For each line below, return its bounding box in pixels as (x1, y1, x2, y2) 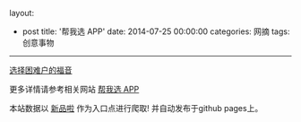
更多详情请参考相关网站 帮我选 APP (9, 84, 140, 94)
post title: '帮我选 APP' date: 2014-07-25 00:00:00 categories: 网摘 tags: (21, 26, 290, 37)
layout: (9, 8, 34, 18)
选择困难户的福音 (9, 65, 73, 75)
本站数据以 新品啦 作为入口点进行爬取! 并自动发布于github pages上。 (9, 103, 263, 113)
